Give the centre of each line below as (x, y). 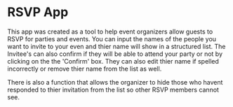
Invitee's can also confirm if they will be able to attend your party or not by (115, 54)
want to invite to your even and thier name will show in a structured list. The (116, 46)
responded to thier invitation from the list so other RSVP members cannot (113, 90)
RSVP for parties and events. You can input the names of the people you (112, 38)
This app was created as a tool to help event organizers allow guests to (110, 31)
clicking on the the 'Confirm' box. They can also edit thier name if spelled (113, 61)
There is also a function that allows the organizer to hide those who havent (115, 82)
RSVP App (38, 12)
